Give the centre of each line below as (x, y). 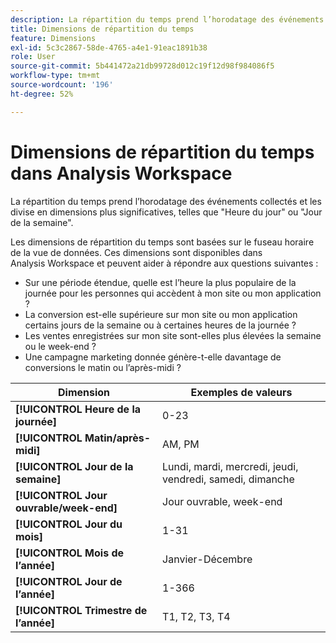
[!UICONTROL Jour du (69, 524)
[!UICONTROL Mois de (70, 553)
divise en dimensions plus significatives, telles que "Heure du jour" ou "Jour (166, 212)
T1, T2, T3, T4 (196, 616)
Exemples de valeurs (241, 392)
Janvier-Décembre (207, 559)
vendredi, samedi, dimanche (228, 479)
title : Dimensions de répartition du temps (102, 29)
